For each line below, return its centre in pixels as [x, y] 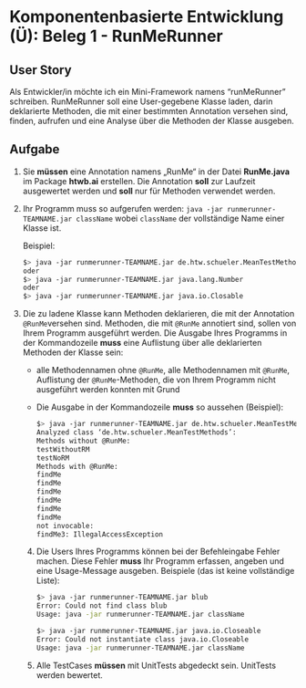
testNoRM [53, 458]
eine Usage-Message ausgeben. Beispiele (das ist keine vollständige [165, 571]
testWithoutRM [63, 449]
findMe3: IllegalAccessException [100, 534]
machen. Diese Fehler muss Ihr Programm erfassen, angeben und [160, 561]
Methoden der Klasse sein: [73, 352]
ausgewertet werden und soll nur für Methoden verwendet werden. [149, 191]
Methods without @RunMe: [83, 441]
